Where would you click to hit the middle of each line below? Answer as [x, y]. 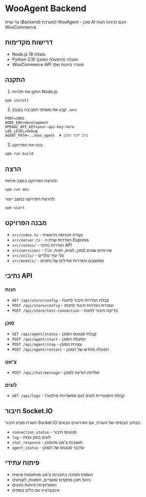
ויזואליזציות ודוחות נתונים [34, 485]
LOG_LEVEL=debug [21, 131]
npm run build [19, 154]
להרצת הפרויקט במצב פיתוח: [31, 181]
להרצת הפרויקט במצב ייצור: [30, 199]
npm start [15, 208]
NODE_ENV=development [27, 123]
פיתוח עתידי [22, 463]
